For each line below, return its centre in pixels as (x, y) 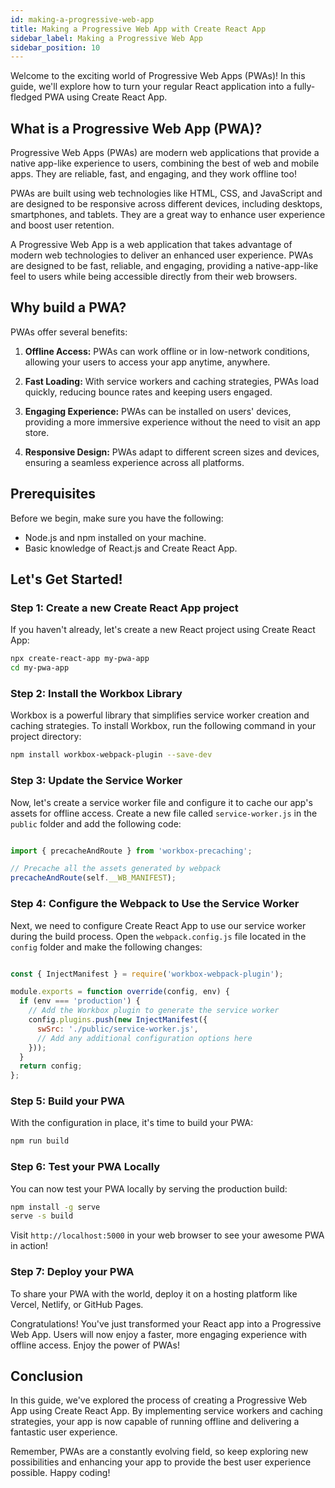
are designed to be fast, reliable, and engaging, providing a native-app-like (164, 266)
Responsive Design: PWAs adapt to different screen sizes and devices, (172, 452)
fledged (26, 97)
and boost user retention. (62, 225)
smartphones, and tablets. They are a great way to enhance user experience (168, 215)
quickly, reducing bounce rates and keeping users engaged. (148, 392)
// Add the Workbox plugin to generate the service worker (154, 1011)
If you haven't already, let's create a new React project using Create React (163, 630)
